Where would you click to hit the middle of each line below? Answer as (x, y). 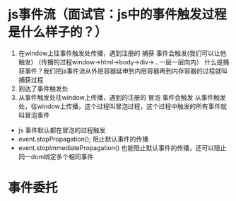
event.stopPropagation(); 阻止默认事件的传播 (83, 139)
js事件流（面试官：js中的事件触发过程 (117, 15)
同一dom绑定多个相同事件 (56, 156)
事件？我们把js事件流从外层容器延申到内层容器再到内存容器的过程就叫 (126, 71)
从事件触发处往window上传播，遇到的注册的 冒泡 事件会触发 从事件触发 (122, 97)
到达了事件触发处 (43, 88)
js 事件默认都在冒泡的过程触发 (62, 130)
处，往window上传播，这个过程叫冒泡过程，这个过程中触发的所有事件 (119, 106)
